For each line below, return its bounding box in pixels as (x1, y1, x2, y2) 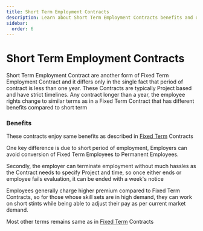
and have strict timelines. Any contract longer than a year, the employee (6, 91, 185, 99)
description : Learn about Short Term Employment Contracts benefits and (6, 15, 193, 21)
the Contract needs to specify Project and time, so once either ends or (6, 169, 182, 176)
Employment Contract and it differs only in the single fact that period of (6, 78, 183, 85)
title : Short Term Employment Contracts (6, 8, 110, 15)
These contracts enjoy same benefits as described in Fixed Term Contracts (6, 132, 193, 140)
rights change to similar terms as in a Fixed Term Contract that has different (6, 97, 195, 105)
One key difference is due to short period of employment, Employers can (6, 145, 187, 152)
